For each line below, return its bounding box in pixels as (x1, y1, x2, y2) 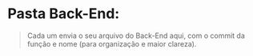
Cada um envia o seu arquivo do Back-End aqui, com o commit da (26, 31, 246, 40)
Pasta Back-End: (7, 5, 120, 23)
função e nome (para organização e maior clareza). (26, 39, 197, 48)
